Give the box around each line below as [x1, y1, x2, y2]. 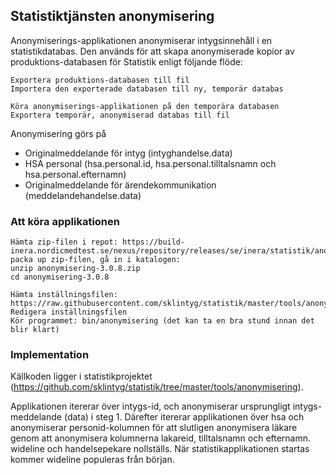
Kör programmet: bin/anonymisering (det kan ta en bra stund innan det [10, 316, 315, 326]
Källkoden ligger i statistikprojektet [10, 370, 153, 383]
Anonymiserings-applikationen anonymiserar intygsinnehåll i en [10, 34, 273, 46]
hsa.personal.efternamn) [24, 168, 127, 180]
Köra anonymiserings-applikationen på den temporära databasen [10, 101, 280, 111]
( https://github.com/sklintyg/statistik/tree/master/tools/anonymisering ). [10, 381, 304, 393]
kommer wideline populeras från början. [10, 454, 175, 466]
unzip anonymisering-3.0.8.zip [10, 264, 141, 274]
